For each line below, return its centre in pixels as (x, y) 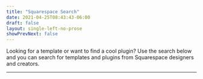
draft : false (23, 23)
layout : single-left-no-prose (44, 28)
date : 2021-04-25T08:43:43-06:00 (48, 17)
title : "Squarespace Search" (43, 12)
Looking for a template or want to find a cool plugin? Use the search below (99, 51)
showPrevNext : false (32, 34)
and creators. (23, 64)
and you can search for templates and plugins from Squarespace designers (100, 57)
